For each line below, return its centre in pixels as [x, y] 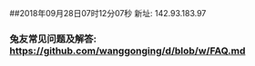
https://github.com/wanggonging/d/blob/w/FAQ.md [127, 51]
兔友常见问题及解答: [53, 39]
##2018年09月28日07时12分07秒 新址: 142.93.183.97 [108, 13]
